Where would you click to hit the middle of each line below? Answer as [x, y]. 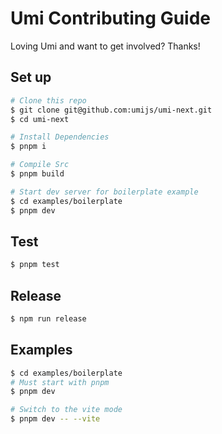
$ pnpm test [35, 265]
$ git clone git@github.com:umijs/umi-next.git [111, 110]
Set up [31, 77]
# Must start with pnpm [60, 382]
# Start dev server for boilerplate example [104, 192]
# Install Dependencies [60, 137]
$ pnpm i [28, 147]
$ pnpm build [37, 174]
